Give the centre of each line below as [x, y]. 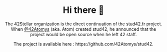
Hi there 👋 [83, 10]
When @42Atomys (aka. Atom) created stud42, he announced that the [83, 29]
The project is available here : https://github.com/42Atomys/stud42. [83, 44]
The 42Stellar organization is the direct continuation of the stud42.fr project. [83, 24]
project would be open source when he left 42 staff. [83, 34]
